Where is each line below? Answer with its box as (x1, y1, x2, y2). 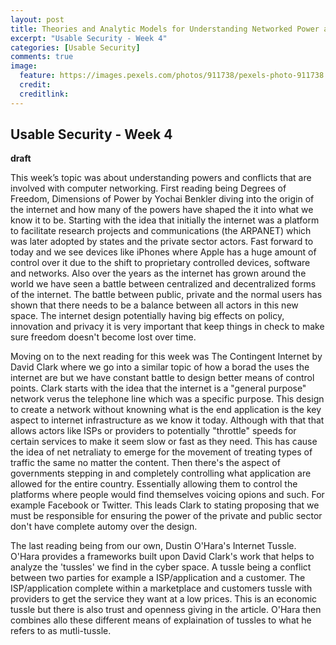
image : (10, 61, 38, 71)
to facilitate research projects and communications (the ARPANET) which (10, 225, 312, 237)
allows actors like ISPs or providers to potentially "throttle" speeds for (10, 425, 297, 437)
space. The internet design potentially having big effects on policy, (10, 310, 285, 322)
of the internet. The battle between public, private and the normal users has (10, 289, 323, 301)
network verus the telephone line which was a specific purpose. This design (10, 393, 325, 405)
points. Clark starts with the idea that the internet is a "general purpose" (10, 382, 307, 395)
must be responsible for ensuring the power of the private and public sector (10, 510, 323, 522)
